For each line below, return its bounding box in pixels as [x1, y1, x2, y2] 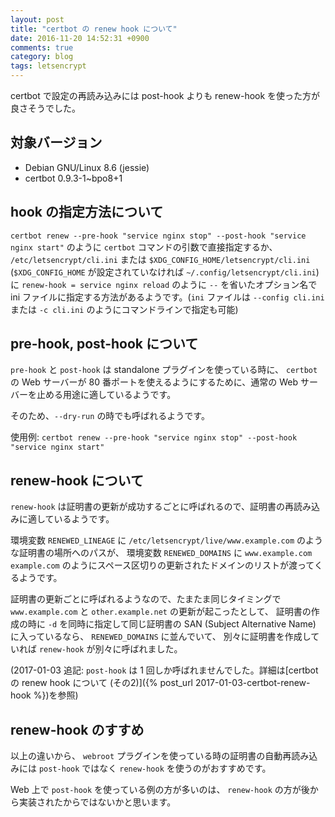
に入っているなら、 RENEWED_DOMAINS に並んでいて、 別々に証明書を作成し [10, 631, 312, 643]
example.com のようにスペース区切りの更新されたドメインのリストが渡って [10, 559, 315, 571]
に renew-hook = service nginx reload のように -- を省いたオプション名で [10, 278, 318, 290]
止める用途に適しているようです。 [36, 389, 177, 401]
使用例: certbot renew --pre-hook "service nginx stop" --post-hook [10, 431, 298, 443]
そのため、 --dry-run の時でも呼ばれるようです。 [10, 410, 210, 422]
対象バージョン [10, 134, 103, 151]
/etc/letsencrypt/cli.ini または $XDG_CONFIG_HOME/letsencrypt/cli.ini [10, 253, 311, 265]
